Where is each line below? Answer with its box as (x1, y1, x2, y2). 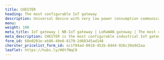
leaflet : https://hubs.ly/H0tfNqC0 (5, 47, 78, 52)
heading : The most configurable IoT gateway (5, 12, 97, 16)
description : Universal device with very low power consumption (5, 16, 139, 21)
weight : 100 (5, 25, 29, 30)
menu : (5, 20, 16, 26)
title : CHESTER (5, 7, 36, 12)
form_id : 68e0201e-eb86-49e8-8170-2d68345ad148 (5, 39, 104, 44)
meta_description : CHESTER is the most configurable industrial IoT (5, 34, 147, 39)
